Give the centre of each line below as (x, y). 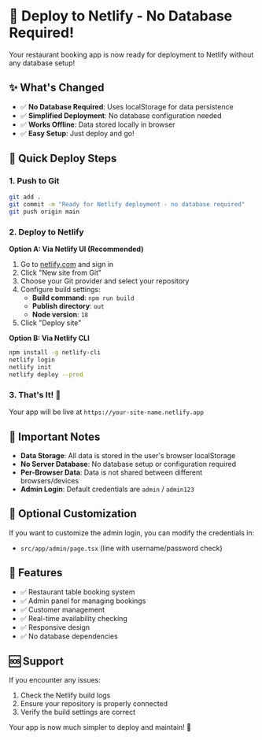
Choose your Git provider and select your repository (105, 281)
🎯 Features (36, 573)
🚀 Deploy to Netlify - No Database (121, 16)
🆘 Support (36, 661)
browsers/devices (50, 480)
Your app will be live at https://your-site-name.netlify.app (106, 412)
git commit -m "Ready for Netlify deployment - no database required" (127, 205)
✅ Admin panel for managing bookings (83, 601)
